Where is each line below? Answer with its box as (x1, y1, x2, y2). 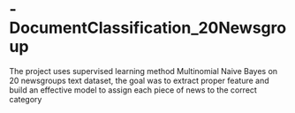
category (9, 94, 42, 104)
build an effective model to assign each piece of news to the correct (9, 84, 258, 95)
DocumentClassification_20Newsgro (9, 18, 287, 38)
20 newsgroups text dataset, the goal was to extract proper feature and (9, 75, 269, 86)
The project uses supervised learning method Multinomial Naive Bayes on (9, 65, 278, 76)
